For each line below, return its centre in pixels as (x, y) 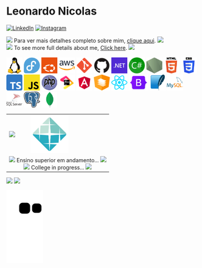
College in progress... (58, 167)
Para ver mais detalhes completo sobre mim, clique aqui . (85, 40)
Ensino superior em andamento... (57, 160)
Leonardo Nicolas (52, 11)
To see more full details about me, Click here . (71, 47)
